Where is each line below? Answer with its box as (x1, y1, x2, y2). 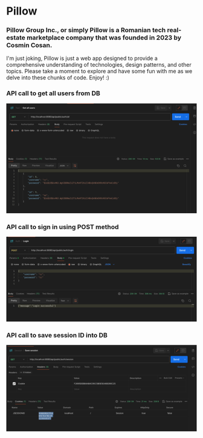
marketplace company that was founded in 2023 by (26, 33, 182, 42)
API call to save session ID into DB (6, 331, 108, 339)
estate (6, 33, 26, 42)
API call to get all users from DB (6, 89, 101, 98)
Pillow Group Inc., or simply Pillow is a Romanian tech (6, 26, 166, 35)
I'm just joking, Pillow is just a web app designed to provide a (6, 55, 158, 62)
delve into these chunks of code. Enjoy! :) (6, 74, 110, 81)
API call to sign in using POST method (6, 223, 119, 231)
